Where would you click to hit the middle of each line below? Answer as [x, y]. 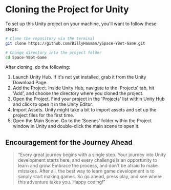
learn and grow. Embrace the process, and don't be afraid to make [88, 166]
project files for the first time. [43, 115]
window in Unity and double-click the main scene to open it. [76, 126]
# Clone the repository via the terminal [50, 39]
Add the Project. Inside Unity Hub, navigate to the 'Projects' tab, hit [83, 88]
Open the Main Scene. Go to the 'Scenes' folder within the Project [82, 121]
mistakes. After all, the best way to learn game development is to [86, 171]
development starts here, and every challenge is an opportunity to [88, 160]
